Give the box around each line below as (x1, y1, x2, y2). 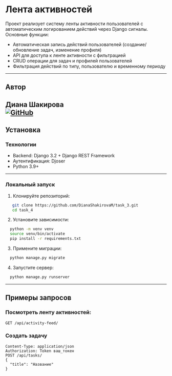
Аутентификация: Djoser (12, 158, 66, 164)
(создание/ (122, 41, 147, 47)
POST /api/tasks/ (5, 352, 42, 358)
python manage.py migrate (10, 255, 66, 261)
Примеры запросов (5, 294, 72, 302)
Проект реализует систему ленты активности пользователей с (5, 20, 143, 27)
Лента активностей (5, 4, 93, 15)
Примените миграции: (12, 245, 62, 252)
